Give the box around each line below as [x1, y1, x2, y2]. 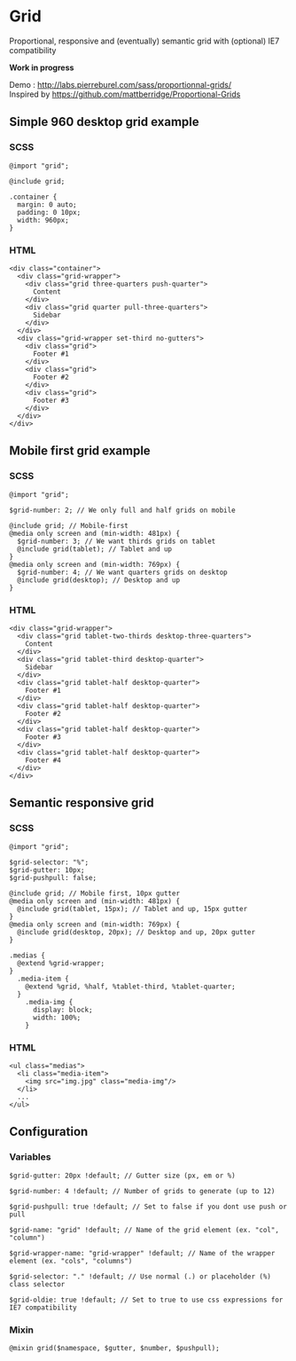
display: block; [32, 1005, 93, 1014]
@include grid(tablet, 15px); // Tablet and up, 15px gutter [17, 904, 248, 913]
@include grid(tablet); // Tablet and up [17, 544, 173, 554]
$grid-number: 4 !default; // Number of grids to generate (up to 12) [9, 1186, 276, 1195]
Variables [9, 1151, 51, 1163]
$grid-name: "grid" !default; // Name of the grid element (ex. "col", [9, 1225, 279, 1234]
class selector [9, 1279, 66, 1288]
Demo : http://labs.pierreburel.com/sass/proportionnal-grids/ [9, 79, 232, 90]
